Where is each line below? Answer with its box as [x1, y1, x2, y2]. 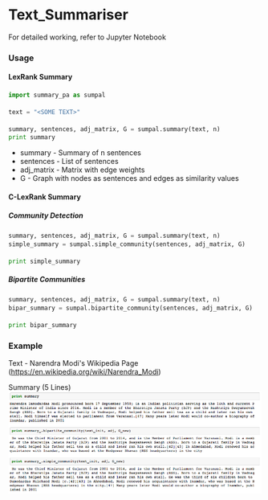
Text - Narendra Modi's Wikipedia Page [8, 359, 139, 368]
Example [8, 340, 43, 351]
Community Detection [8, 211, 84, 220]
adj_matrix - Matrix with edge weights [19, 165, 145, 174]
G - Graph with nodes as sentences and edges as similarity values [19, 174, 239, 183]
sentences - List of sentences [19, 157, 119, 166]
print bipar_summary [8, 321, 78, 329]
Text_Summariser [8, 6, 128, 24]
